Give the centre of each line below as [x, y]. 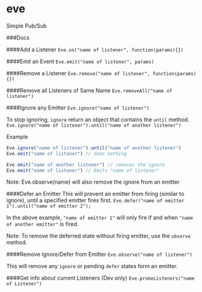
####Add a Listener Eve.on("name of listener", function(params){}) [95, 49]
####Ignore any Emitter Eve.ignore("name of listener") [78, 107]
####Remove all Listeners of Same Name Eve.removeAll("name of [89, 90]
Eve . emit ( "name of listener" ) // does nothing [67, 154]
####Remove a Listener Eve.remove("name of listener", [78, 73]
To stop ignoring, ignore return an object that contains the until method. [98, 119]
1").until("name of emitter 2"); [49, 206]
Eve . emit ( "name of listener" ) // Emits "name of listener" [83, 170]
